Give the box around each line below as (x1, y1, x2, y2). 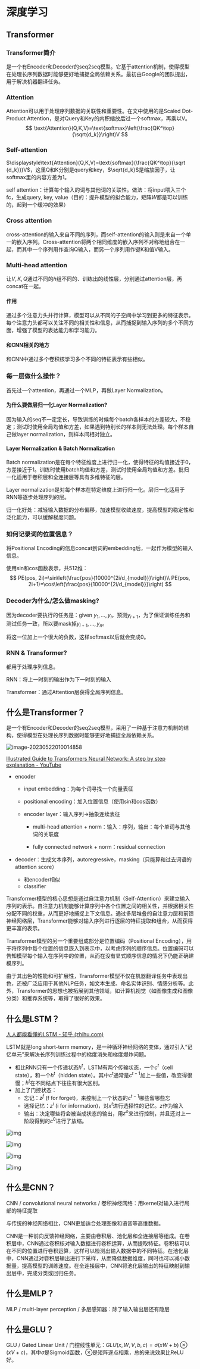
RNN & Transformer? (6, 649, 67, 657)
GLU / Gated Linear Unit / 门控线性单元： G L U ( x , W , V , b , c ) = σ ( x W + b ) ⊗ (6, 1342, 187, 1349)
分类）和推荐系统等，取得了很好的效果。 (6, 995, 105, 1002)
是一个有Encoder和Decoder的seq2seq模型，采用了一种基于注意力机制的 (6, 724, 184, 732)
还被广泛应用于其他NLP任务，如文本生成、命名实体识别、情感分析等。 (16, 980, 189, 987)
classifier (23, 883, 46, 890)
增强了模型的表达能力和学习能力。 (16, 327, 100, 334)
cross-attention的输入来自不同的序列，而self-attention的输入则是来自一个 (6, 230, 186, 238)
